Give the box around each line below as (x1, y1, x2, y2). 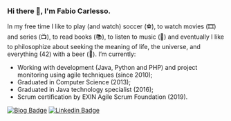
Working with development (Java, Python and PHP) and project (17, 64, 198, 72)
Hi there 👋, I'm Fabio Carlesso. (7, 6, 111, 16)
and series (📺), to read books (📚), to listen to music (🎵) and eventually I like (7, 32, 225, 41)
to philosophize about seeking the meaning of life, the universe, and (7, 43, 201, 51)
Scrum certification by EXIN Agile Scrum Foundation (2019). (17, 93, 188, 101)
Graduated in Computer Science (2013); (17, 78, 131, 86)
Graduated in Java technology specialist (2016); (17, 86, 154, 94)
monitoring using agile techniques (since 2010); (17, 71, 154, 79)
